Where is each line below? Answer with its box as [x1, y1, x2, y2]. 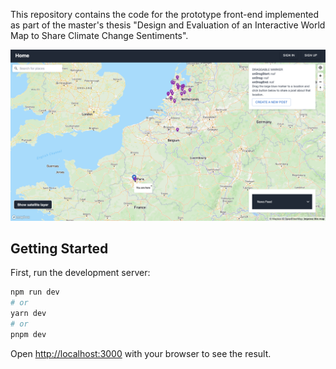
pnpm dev [10, 329, 47, 339]
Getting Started [10, 240, 109, 258]
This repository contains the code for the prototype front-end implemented [10, 9, 320, 20]
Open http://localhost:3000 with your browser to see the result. [10, 347, 272, 359]
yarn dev [10, 309, 47, 319]
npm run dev [10, 287, 60, 298]
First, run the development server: [10, 267, 151, 279]
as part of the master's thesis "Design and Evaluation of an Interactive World [10, 19, 326, 31]
